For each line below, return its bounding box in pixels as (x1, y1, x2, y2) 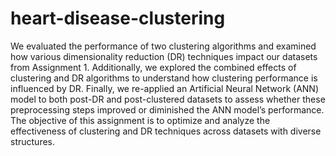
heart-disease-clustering (10, 7, 226, 30)
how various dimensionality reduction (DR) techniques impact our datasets (10, 50, 318, 62)
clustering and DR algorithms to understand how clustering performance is (10, 72, 318, 84)
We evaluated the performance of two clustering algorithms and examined (10, 40, 317, 52)
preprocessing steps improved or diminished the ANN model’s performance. (10, 103, 325, 116)
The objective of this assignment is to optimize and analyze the (10, 114, 271, 126)
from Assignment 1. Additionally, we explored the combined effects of (10, 61, 297, 73)
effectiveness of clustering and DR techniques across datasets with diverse (10, 125, 322, 137)
